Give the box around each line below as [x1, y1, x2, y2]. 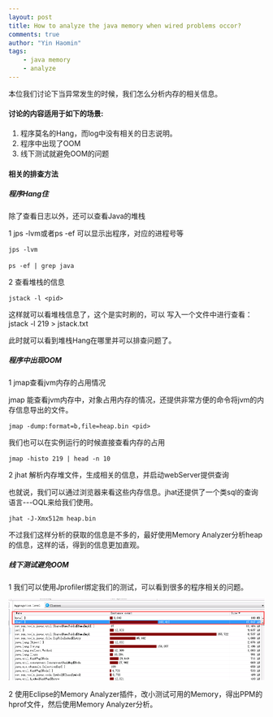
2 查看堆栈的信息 [8, 277, 65, 287]
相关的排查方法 [8, 169, 58, 179]
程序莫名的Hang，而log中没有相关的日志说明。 [19, 128, 177, 138]
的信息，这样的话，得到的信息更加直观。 [8, 540, 144, 550]
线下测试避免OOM [8, 560, 69, 570]
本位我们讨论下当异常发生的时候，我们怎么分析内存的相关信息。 [8, 89, 222, 98]
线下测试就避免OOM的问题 [19, 149, 110, 158]
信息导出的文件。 [15, 404, 73, 414]
